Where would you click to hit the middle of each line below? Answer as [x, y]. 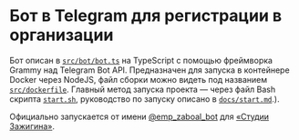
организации [62, 35]
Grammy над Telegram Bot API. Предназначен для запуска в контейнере [149, 70]
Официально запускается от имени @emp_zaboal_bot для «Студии [139, 116]
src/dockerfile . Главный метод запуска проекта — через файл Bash [143, 89]
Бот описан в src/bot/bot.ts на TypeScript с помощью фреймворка [141, 60]
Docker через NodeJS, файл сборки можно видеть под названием [139, 79]
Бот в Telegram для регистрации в [146, 16]
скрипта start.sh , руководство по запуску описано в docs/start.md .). [144, 99]
